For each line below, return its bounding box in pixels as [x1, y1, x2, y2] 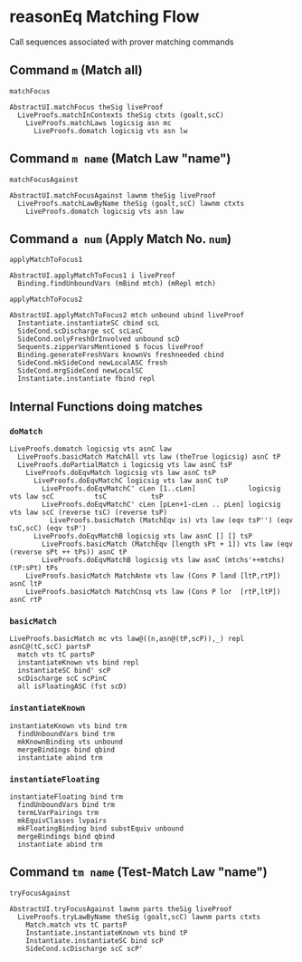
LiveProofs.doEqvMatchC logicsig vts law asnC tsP [33, 476, 229, 486]
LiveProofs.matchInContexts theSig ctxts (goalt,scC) [17, 111, 224, 120]
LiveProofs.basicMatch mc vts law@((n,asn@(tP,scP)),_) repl [9, 635, 245, 644]
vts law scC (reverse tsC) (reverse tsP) [9, 508, 168, 518]
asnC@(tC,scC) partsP [9, 642, 91, 652]
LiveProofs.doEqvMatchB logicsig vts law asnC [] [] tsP [33, 532, 253, 541]
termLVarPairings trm [17, 808, 99, 817]
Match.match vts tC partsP [25, 920, 127, 929]
